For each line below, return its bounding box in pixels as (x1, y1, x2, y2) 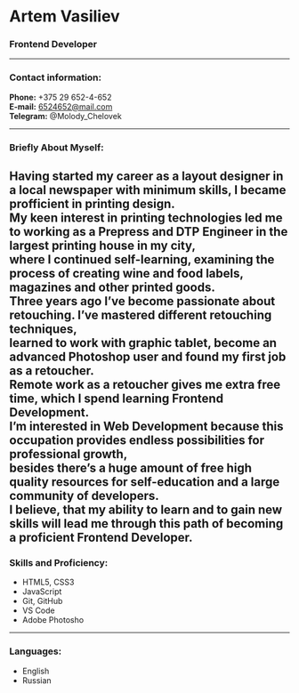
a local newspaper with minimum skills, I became (9, 182, 287, 197)
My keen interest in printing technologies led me (9, 211, 283, 226)
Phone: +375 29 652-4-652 (9, 92, 112, 102)
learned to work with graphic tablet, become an (9, 335, 278, 351)
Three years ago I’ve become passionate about (9, 294, 276, 309)
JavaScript (21, 586, 62, 597)
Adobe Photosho (21, 615, 85, 625)
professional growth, (9, 447, 128, 462)
